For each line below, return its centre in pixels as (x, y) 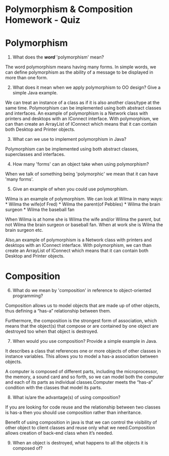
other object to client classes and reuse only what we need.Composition (80, 428)
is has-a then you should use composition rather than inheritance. (74, 413)
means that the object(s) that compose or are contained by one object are (82, 326)
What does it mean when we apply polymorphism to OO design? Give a (87, 87)
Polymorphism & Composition (69, 9)
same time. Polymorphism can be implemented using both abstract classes (83, 108)
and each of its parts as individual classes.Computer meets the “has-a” (79, 382)
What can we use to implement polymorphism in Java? (69, 139)
